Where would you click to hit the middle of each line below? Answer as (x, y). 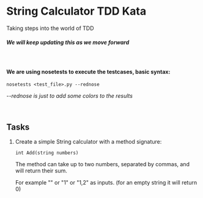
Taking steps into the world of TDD (50, 28)
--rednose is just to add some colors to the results (70, 96)
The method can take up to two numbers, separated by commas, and (102, 164)
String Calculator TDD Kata (76, 11)
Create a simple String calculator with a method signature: (88, 141)
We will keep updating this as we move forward (68, 42)
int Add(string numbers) (47, 153)
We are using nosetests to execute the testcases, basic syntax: (88, 71)
